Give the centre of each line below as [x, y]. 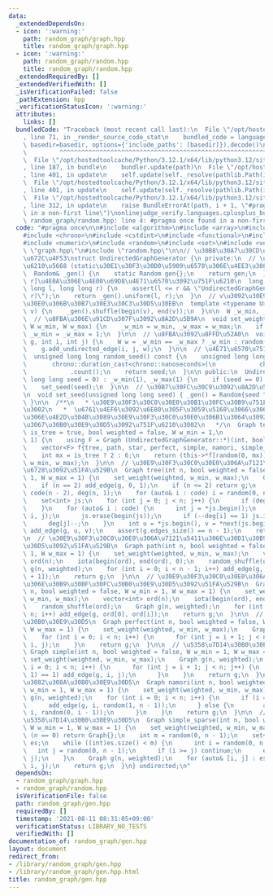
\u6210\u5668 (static [59, 266]
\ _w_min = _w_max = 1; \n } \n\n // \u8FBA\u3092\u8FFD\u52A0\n [136, 334]
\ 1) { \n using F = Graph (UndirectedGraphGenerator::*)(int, [136, 440]
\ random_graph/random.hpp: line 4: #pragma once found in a [128, 221]
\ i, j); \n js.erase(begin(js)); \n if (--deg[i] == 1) [136, 516]
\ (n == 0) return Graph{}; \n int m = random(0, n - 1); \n [130, 736]
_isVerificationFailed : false [67, 92]
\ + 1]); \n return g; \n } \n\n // [89, 576]
